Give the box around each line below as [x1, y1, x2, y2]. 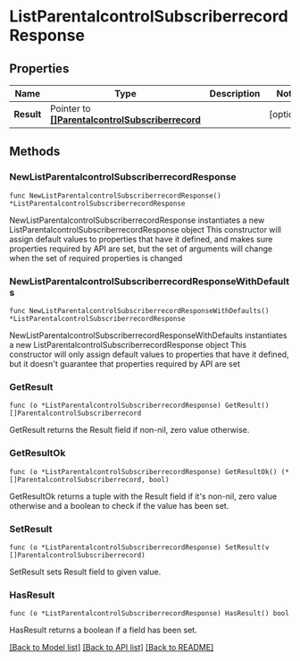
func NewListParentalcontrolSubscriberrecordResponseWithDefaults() [9, 306, 270, 315]
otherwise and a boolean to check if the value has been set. [9, 500, 229, 511]
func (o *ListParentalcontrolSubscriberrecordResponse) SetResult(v [9, 543, 270, 552]
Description [209, 88, 261, 99]
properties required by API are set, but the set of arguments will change [9, 243, 273, 254]
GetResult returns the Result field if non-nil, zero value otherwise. [9, 425, 250, 436]
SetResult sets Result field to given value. [9, 566, 162, 577]
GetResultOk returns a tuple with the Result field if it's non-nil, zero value [9, 490, 278, 502]
